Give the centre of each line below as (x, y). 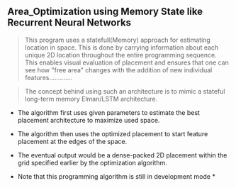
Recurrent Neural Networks (69, 23)
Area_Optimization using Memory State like (105, 12)
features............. (49, 77)
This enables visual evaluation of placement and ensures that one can (127, 62)
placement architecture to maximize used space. (89, 120)
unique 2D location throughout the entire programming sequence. (121, 55)
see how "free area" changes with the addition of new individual (118, 70)
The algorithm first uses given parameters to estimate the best (109, 112)
